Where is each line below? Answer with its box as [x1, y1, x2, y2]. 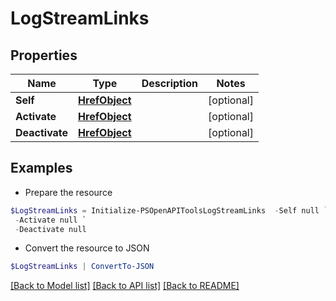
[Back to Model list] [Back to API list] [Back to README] [10, 280, 240, 292]
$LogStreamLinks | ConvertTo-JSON [10, 262, 155, 272]
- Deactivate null [14, 224, 87, 234]
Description [141, 77, 199, 90]
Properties [10, 47, 78, 64]
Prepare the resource [24, 186, 113, 198]
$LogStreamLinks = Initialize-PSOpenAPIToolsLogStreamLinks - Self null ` [10, 205, 329, 216]
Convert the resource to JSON [24, 242, 150, 254]
